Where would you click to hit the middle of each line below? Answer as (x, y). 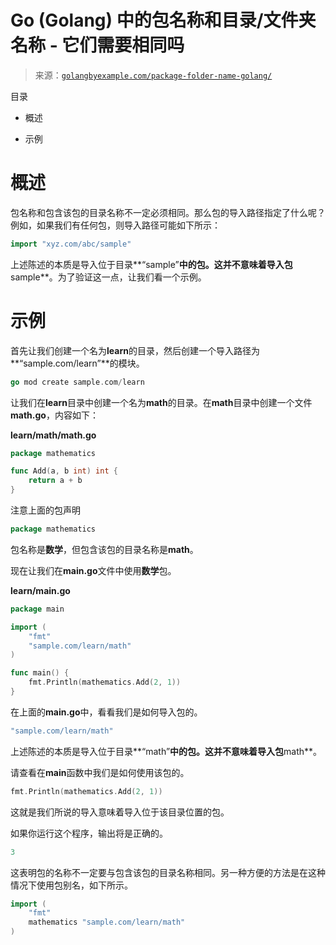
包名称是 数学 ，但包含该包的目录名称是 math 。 (104, 549)
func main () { (40, 673)
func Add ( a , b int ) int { (64, 471)
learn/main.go (40, 590)
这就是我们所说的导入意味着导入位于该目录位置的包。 (120, 812)
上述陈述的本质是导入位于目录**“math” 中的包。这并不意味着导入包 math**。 (166, 751)
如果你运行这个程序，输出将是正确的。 (89, 833)
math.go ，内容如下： (54, 415)
